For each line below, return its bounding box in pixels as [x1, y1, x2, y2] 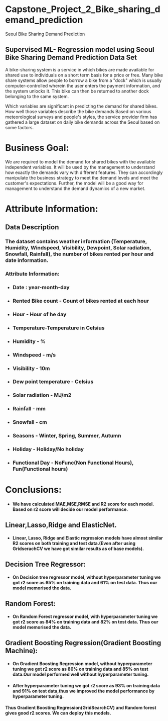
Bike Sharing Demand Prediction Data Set [5, 53, 137, 62]
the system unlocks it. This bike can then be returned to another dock [5, 88, 149, 94]
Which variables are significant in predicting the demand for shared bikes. [5, 103, 158, 109]
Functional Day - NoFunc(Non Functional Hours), [12, 459, 134, 466]
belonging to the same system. [5, 93, 69, 99]
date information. [5, 257, 49, 264]
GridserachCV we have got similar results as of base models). [12, 546, 144, 552]
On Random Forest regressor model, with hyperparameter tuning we [12, 613, 158, 619]
